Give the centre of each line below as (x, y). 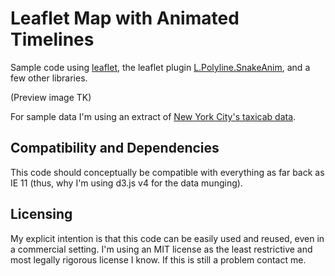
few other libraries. (49, 78)
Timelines (52, 39)
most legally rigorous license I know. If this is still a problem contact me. (158, 259)
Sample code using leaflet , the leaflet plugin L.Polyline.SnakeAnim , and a (160, 67)
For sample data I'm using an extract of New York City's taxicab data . (153, 116)
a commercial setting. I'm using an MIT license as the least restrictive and (161, 249)
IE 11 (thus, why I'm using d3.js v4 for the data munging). (126, 183)
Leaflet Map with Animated (125, 18)
